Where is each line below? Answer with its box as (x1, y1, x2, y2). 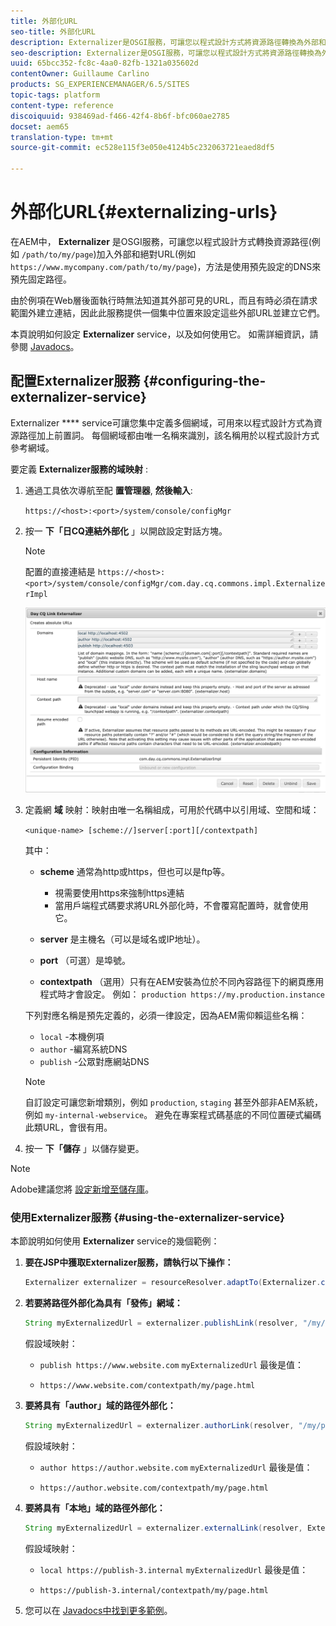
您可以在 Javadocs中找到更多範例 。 (24, 1604, 173, 1616)
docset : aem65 (10, 121, 70, 132)
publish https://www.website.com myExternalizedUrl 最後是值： (39, 1359, 305, 1371)
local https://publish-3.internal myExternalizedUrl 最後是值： (39, 1563, 309, 1575)
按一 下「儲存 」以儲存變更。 (24, 1143, 145, 1155)
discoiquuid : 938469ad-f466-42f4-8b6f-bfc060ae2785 (10, 111, 230, 121)
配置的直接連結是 (24, 565, 96, 577)
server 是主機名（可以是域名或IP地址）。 (39, 933, 206, 945)
